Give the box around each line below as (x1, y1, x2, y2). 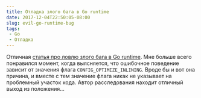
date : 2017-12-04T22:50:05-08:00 (6, 14, 91, 20)
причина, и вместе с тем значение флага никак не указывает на (6, 73, 172, 79)
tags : (6, 25, 20, 32)
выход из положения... (6, 85, 65, 92)
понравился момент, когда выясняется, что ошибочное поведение (6, 60, 179, 67)
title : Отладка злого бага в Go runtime (6, 8, 110, 15)
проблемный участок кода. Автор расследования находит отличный (6, 79, 183, 86)
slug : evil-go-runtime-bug (6, 20, 74, 26)
